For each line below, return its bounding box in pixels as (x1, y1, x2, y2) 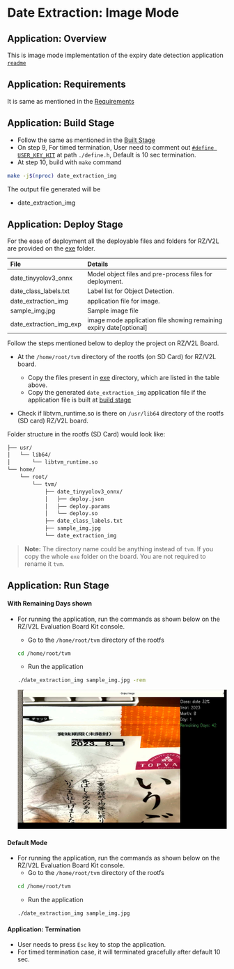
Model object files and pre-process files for (87, 270, 212, 278)
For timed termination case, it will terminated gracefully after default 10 (17, 948, 221, 956)
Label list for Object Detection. (87, 287, 174, 295)
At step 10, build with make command (17, 158, 122, 166)
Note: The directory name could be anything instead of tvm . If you (24, 544, 214, 553)
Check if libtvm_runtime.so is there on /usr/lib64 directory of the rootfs (17, 409, 224, 417)
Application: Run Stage (7, 580, 110, 592)
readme (7, 60, 26, 67)
